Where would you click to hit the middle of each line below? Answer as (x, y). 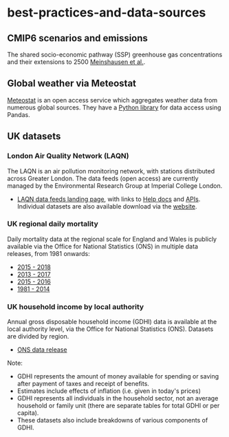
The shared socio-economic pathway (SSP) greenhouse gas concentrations (115, 54)
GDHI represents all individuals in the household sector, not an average (118, 398)
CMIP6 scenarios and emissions (77, 38)
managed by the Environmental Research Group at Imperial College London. (115, 185)
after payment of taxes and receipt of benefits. (83, 384)
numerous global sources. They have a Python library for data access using (114, 107)
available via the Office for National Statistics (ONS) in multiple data (102, 246)
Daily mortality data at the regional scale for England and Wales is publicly (112, 239)
